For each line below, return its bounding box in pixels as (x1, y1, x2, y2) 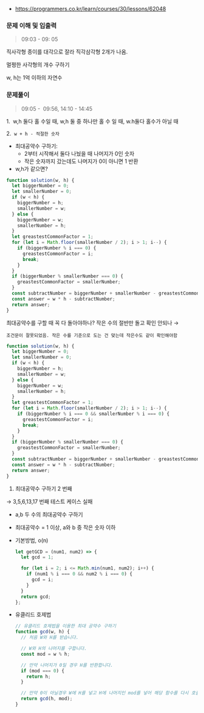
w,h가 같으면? (15, 165, 49, 172)
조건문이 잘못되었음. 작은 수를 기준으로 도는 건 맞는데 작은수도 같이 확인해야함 (6, 332, 178, 338)
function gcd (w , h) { (15, 629, 70, 635)
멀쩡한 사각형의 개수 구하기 (6, 61, 70, 69)
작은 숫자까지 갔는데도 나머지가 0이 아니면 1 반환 (24, 158, 138, 165)
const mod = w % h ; (21, 651, 70, 657)
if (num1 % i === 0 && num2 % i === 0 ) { (26, 571, 132, 577)
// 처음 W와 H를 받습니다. (21, 635, 79, 641)
